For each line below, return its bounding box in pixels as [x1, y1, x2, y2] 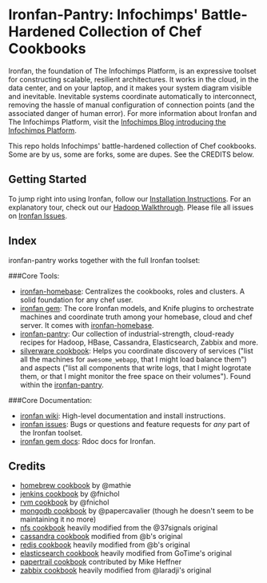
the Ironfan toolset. [19, 428, 83, 437]
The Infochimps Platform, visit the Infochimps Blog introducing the [8, 117, 226, 126]
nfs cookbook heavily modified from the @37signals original [19, 523, 218, 533]
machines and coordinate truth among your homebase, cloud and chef [19, 312, 253, 321]
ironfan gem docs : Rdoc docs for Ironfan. [19, 436, 156, 445]
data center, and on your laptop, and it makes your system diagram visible [8, 82, 252, 93]
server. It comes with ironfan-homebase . [19, 320, 154, 329]
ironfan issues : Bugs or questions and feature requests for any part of [19, 419, 250, 429]
